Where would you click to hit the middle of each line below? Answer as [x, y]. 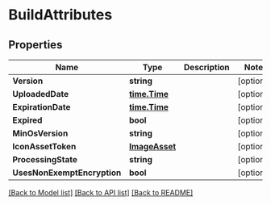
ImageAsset [152, 146]
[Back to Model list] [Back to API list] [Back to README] [101, 192]
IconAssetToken [44, 146]
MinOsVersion [40, 133]
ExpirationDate [42, 107]
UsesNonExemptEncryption [67, 173]
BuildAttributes [60, 15]
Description [207, 67]
